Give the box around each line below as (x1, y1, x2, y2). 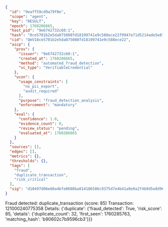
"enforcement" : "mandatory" (18, 103, 77, 108)
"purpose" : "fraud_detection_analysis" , (18, 98, 104, 103)
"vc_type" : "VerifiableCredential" (18, 65, 93, 70)
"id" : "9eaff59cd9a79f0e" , (9, 9, 66, 15)
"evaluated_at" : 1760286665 (18, 130, 77, 135)
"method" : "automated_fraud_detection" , (18, 61, 104, 66)
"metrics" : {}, (9, 154, 41, 159)
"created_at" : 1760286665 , (18, 56, 75, 61)
